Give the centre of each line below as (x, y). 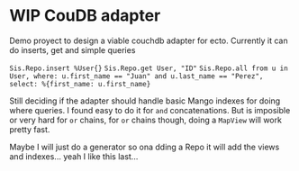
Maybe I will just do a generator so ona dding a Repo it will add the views (145, 147)
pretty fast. (30, 129)
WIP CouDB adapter (85, 16)
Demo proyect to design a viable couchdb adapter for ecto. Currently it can (149, 40)
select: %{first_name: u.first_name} (80, 84)
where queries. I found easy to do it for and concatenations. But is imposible (150, 110)
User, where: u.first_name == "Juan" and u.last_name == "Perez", (136, 76)
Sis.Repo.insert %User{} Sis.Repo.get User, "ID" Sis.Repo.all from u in (149, 68)
